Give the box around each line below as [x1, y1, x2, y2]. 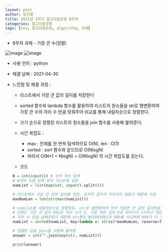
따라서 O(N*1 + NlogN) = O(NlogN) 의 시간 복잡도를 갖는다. [27, 153, 144, 159]
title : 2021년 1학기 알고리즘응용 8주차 [5, 16, 79, 21]
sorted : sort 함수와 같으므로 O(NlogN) [27, 147, 103, 153]
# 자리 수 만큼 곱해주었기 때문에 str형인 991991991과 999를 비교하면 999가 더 [12, 215, 158, 220]
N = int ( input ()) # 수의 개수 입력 [12, 174, 80, 179]
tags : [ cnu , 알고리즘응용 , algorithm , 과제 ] [5, 26, 90, 31]
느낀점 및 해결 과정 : [12, 82, 51, 88]
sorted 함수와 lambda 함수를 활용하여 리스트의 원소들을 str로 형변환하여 [19, 103, 160, 109]
